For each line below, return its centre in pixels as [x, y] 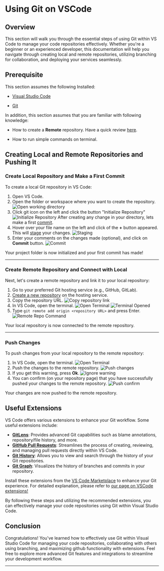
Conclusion [23, 526]
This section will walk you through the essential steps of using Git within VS [81, 39]
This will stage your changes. [42, 233]
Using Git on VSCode [48, 9]
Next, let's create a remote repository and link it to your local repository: [77, 280]
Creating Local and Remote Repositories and [74, 155]
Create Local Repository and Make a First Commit [65, 176]
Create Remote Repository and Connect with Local [66, 270]
